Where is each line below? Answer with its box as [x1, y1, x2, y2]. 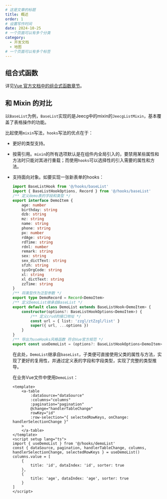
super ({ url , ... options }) [30, 323, 89, 328]
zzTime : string [21, 281, 53, 287]
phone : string [21, 226, 51, 231]
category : [5, 35, 26, 40]
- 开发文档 [9, 40, 29, 45]
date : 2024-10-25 [5, 26, 41, 31]
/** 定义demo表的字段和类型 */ [12, 193, 71, 198]
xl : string [21, 272, 44, 277]
